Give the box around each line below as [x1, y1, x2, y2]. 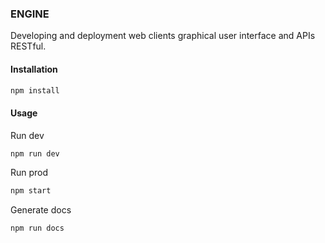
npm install [10, 85, 60, 96]
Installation [10, 63, 58, 75]
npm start [10, 186, 52, 196]
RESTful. [10, 40, 47, 52]
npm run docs [10, 223, 65, 234]
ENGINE [10, 7, 50, 21]
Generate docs [10, 204, 72, 216]
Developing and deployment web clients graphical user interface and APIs [10, 30, 316, 42]
